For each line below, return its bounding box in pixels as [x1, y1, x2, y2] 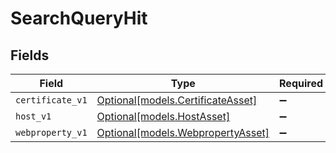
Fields [10, 47, 50, 64]
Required [279, 77, 324, 90]
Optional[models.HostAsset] [96, 110, 231, 123]
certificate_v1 [15, 95, 88, 106]
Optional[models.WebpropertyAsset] [96, 126, 270, 139]
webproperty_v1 [15, 127, 88, 138]
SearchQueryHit [10, 7, 148, 30]
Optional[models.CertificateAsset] [96, 93, 258, 107]
